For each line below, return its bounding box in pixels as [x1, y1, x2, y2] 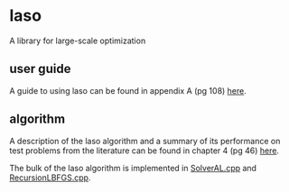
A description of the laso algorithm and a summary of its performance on [9, 135, 281, 146]
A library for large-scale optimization [9, 35, 146, 46]
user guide [9, 61, 71, 77]
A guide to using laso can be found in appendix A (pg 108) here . [9, 85, 247, 96]
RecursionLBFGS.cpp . [9, 172, 91, 183]
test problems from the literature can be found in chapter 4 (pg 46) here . [9, 145, 280, 156]
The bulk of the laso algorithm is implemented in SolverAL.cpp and [9, 162, 257, 173]
